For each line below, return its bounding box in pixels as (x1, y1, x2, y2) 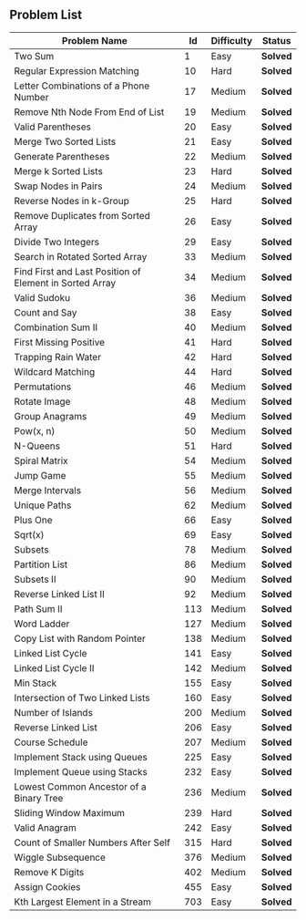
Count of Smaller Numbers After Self (14, 836, 171, 849)
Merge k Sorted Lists (14, 164, 103, 177)
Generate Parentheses (14, 150, 110, 162)
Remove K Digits (14, 865, 85, 878)
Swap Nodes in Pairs (14, 180, 103, 192)
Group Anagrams (14, 409, 87, 422)
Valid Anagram (14, 821, 77, 833)
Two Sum (14, 49, 55, 62)
